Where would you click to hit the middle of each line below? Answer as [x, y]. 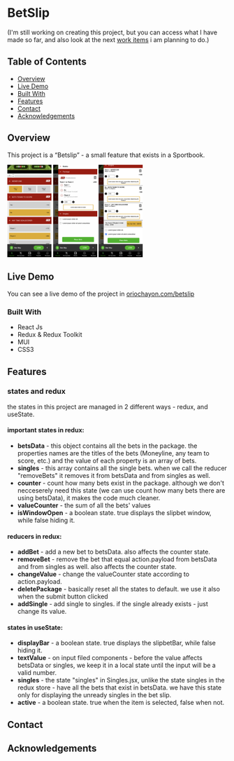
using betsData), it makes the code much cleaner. [89, 498]
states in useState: [35, 627]
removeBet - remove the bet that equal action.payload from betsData [117, 559]
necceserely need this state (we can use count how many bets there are [121, 491]
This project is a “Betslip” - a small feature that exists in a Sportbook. [106, 155]
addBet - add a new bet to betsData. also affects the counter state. [114, 552]
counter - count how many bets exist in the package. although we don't [121, 483]
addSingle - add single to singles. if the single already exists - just [112, 604]
